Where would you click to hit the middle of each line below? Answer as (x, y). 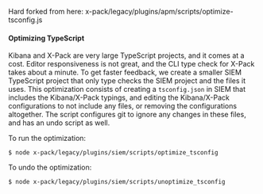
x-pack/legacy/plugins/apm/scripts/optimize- (159, 11)
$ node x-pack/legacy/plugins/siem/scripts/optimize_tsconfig (113, 153)
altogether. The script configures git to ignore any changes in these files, (127, 115)
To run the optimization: (47, 139)
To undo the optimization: (50, 167)
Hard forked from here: (46, 11)
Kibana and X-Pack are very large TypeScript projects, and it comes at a (126, 55)
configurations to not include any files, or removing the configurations (122, 106)
